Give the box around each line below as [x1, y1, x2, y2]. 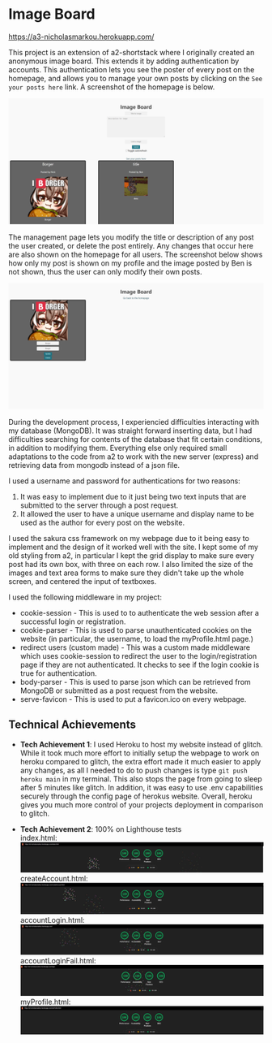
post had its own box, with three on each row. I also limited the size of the [8, 560, 253, 569]
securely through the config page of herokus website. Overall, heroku [19, 791, 253, 801]
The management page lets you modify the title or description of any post [8, 232, 254, 242]
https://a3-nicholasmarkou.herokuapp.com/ [8, 32, 155, 41]
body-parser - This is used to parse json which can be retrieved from [19, 677, 251, 687]
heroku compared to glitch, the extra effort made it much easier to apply [19, 756, 261, 766]
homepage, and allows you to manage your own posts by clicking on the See [8, 73, 263, 83]
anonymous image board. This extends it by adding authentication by [8, 56, 240, 66]
